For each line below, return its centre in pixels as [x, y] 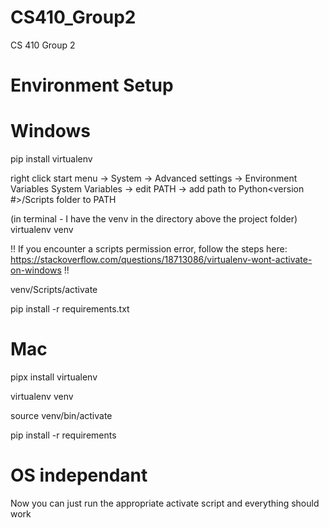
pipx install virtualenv [54, 377]
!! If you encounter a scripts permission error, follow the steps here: [149, 249]
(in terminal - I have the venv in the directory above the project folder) [154, 219]
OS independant [79, 475]
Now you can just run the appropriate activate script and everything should [165, 503]
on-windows [36, 270]
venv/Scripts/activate [54, 290]
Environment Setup [92, 85]
